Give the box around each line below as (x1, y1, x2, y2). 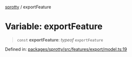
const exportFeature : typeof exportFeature (16, 37, 103, 43)
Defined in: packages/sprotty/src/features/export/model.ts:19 (5, 46, 127, 52)
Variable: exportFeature (5, 21, 103, 32)
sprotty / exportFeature (5, 4, 52, 10)
